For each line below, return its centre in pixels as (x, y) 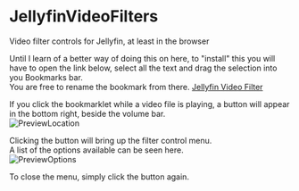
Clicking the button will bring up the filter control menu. (111, 140)
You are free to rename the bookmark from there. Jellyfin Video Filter (136, 87)
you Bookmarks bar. (46, 77)
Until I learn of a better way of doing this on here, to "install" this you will (142, 58)
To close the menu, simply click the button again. (100, 177)
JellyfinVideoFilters (84, 17)
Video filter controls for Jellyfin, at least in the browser (109, 41)
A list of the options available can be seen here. (97, 150)
